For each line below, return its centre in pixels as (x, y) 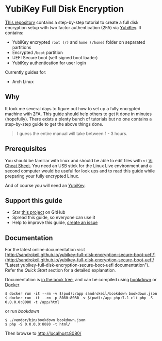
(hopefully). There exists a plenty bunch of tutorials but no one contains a (78, 119)
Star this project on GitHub (39, 212)
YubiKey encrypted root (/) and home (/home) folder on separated (79, 42)
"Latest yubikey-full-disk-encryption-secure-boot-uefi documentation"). (77, 265)
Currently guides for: (26, 72)
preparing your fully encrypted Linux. (42, 176)
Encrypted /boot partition (37, 52)
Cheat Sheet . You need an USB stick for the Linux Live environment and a (78, 166)
